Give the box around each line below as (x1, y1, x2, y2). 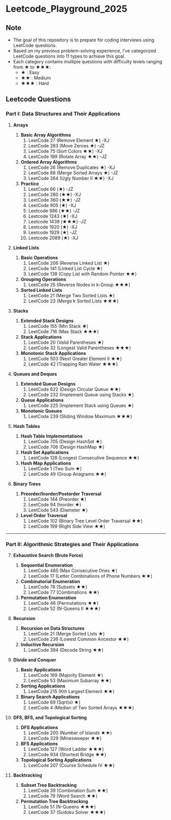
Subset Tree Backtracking (20, 782, 77, 788)
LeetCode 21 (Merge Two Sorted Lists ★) (28, 292, 115, 298)
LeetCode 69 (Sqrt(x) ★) (28, 699, 81, 705)
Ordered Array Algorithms (20, 159, 77, 165)
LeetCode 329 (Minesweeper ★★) (28, 735, 102, 741)
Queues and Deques (13, 371, 57, 377)
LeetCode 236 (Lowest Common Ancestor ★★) (28, 636, 129, 642)
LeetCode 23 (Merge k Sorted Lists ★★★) (28, 298, 119, 304)
